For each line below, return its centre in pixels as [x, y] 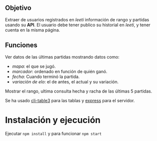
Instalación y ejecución [53, 120]
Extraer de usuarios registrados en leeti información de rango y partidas [77, 19]
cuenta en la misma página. [33, 30]
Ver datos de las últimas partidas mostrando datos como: [62, 57]
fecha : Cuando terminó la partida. [46, 77]
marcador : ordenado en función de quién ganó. [60, 71]
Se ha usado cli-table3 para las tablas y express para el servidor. [70, 100]
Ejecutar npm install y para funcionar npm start [53, 133]
